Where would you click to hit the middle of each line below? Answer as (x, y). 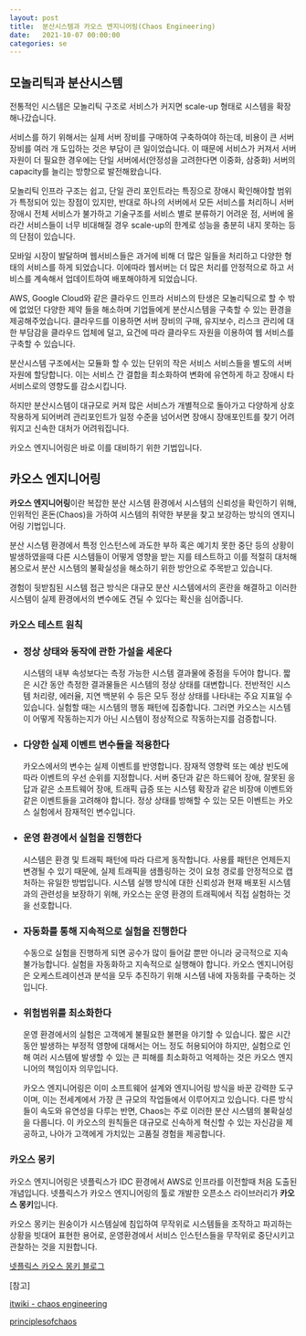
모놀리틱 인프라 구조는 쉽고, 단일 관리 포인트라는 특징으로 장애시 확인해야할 (142, 191)
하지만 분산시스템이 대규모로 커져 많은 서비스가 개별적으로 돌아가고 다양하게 (144, 405)
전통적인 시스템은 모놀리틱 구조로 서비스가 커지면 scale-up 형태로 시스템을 (142, 107)
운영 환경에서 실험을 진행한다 (82, 838)
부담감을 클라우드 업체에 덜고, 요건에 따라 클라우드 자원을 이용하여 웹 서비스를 (157, 332)
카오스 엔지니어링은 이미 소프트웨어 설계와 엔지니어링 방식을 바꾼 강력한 (149, 1089)
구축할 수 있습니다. (42, 344)
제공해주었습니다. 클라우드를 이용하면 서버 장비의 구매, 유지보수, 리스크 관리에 (147, 321)
